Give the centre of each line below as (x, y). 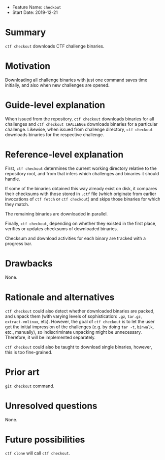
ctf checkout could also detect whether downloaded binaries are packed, (80, 311)
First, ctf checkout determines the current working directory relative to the (81, 168)
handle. (13, 179)
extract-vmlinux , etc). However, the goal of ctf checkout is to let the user (80, 321)
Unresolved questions (51, 406)
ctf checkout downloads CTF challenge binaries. (55, 46)
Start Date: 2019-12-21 (35, 12)
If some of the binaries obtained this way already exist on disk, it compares (81, 188)
